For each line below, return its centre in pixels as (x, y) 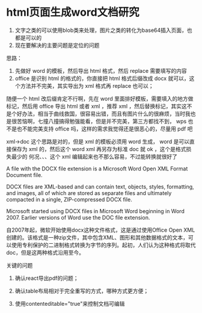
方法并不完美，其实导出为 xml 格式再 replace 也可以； (87, 85)
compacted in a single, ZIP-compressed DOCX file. (69, 199)
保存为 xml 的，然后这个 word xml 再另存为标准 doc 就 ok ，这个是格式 (99, 149)
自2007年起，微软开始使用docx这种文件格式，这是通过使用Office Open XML (101, 230)
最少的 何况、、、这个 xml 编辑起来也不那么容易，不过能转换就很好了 (94, 156)
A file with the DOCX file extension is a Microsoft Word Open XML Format (97, 169)
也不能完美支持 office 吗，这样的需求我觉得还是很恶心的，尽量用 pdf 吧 (105, 129)
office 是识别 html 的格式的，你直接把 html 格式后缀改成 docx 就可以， (102, 78)
